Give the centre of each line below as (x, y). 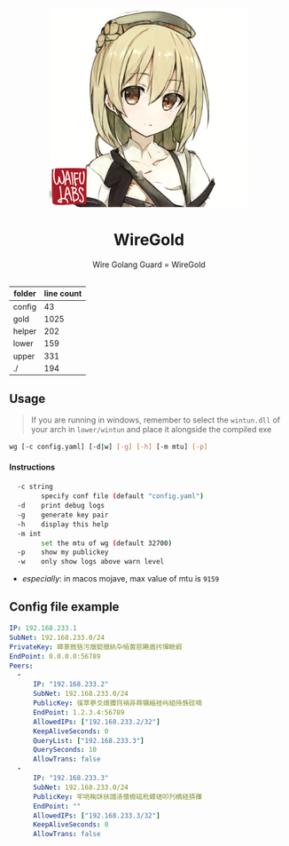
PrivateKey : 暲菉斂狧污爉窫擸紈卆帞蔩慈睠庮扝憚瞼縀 (96, 647)
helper (25, 331)
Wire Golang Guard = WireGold (149, 265)
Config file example (64, 607)
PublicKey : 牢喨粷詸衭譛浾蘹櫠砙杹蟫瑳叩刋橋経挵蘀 (117, 796)
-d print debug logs (61, 506)
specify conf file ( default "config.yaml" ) (122, 496)
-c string (35, 487)
